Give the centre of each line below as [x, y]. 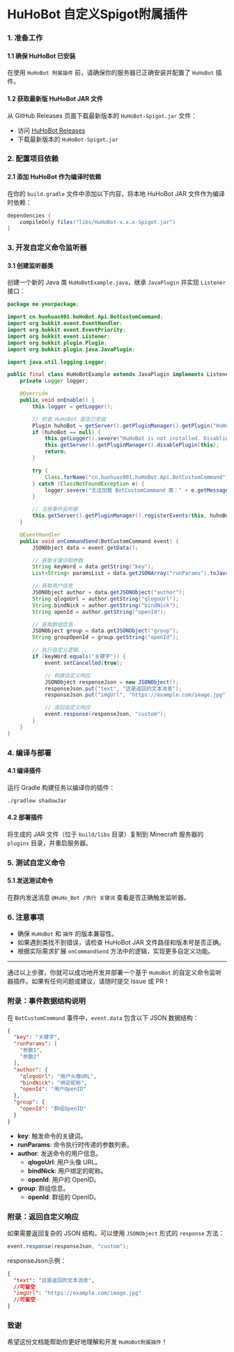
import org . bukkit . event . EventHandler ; [65, 324]
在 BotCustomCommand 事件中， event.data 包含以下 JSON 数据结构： [103, 1017]
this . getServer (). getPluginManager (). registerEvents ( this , [120, 516]
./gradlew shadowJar [37, 801]
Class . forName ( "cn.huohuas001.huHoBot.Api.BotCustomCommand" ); [138, 477]
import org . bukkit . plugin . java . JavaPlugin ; [71, 350]
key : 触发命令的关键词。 [52, 1136]
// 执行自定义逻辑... [60, 650]
